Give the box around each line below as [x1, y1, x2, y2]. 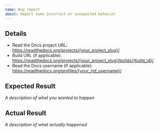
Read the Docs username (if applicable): [12, 63, 93, 69]
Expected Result [5, 82, 56, 90]
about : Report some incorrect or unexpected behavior [5, 12, 116, 16]
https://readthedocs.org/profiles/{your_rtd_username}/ [12, 68, 122, 74]
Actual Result [5, 109, 47, 117]
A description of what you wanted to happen [5, 95, 95, 101]
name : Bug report [5, 7, 40, 12]
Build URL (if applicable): [12, 53, 62, 59]
